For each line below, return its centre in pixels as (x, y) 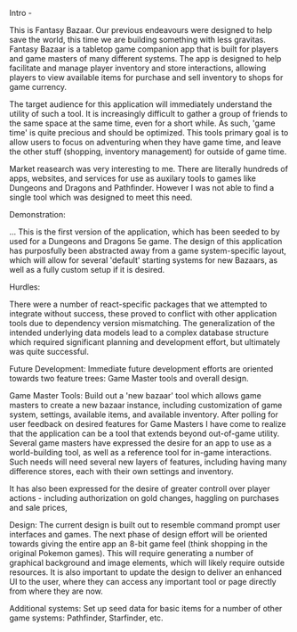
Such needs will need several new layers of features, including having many (148, 462)
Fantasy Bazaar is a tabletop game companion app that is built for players (144, 49)
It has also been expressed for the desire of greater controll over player (140, 488)
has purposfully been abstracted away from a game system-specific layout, (148, 250)
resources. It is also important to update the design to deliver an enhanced (146, 572)
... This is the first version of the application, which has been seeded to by (144, 232)
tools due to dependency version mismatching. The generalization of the (142, 323)
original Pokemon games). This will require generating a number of (132, 553)
